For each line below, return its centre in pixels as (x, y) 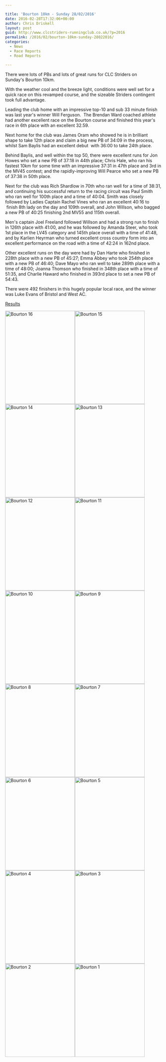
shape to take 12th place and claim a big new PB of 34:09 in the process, (80, 140)
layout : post (19, 28)
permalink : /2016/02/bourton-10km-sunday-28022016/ (59, 37)
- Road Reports (25, 56)
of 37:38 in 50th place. (28, 176)
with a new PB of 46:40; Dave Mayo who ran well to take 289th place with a (83, 263)
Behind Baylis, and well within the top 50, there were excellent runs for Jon (81, 155)
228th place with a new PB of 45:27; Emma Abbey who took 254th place (79, 258)
